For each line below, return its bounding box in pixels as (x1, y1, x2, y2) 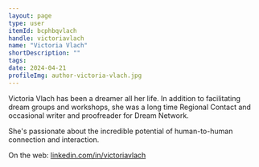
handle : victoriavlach (8, 34, 84, 43)
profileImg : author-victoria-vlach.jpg (8, 71, 142, 79)
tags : (8, 57, 27, 65)
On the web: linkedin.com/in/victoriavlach (8, 150, 146, 160)
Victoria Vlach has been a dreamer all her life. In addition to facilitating (8, 93, 241, 103)
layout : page (8, 11, 52, 20)
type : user (8, 19, 45, 27)
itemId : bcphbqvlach (8, 26, 78, 35)
